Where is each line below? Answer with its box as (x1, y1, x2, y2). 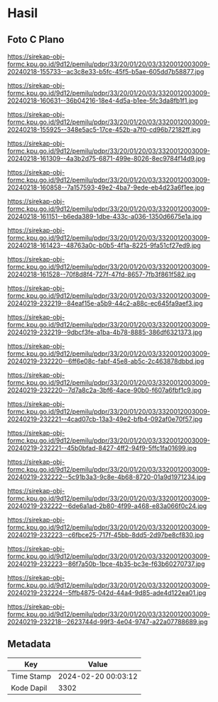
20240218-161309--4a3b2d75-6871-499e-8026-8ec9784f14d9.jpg (7, 155, 206, 162)
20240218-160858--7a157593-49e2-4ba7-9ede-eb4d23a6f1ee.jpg (7, 183, 205, 192)
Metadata (7, 638, 51, 650)
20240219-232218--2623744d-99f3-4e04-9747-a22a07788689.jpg (7, 618, 208, 626)
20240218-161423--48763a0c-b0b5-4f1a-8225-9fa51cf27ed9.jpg (7, 241, 201, 249)
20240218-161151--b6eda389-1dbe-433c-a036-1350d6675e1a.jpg (7, 212, 202, 220)
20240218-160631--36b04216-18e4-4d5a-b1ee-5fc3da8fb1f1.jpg (7, 96, 199, 105)
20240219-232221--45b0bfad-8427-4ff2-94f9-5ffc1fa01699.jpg (7, 444, 197, 452)
